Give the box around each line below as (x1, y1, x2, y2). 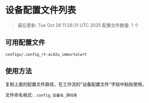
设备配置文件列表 (5, 5, 77, 16)
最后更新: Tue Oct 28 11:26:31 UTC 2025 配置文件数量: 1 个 (17, 22, 139, 28)
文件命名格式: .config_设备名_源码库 (5, 91, 77, 98)
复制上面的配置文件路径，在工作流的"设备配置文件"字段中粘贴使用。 (5, 81, 147, 87)
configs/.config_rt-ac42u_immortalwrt (5, 52, 87, 57)
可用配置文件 (5, 38, 45, 47)
